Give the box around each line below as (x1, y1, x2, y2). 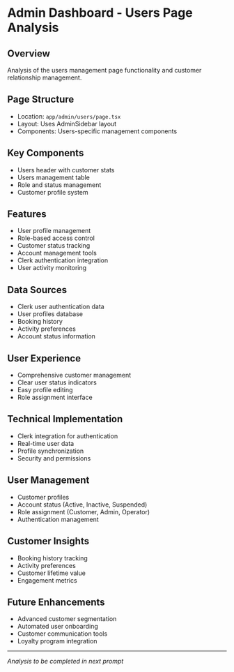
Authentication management (17, 515, 99, 523)
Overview (7, 47, 51, 59)
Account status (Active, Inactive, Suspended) (17, 500, 148, 509)
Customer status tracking (17, 241, 91, 250)
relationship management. (7, 73, 82, 82)
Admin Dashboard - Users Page (7, 5, 193, 21)
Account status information (17, 332, 96, 341)
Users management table (17, 173, 91, 181)
